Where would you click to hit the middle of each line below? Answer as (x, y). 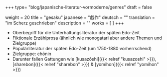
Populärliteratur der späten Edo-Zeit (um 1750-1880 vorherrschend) (82, 48)
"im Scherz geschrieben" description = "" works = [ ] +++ (65, 23)
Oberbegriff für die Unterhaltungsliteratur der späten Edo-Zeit (76, 33)
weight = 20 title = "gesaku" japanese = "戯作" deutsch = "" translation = (80, 17)
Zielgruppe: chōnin (32, 54)
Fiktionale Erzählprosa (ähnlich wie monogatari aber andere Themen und (87, 38)
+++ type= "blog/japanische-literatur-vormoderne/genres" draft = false (79, 7)
